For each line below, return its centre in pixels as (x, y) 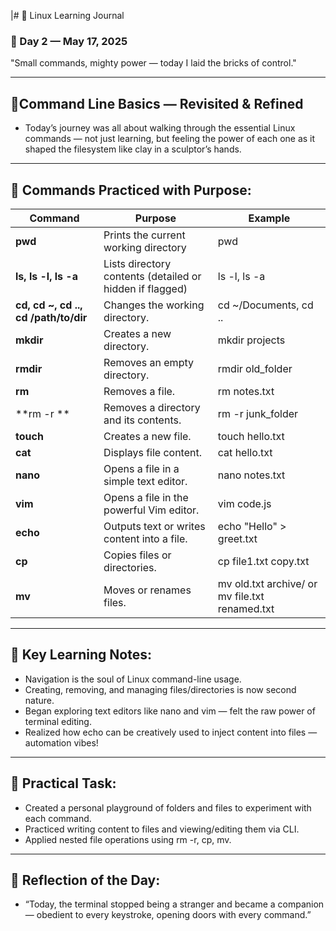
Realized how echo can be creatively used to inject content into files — (171, 732)
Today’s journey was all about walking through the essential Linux (160, 128)
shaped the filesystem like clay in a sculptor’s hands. (133, 149)
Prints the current (144, 235)
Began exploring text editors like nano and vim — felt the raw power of (170, 711)
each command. (58, 818)
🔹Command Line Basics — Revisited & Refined (157, 103)
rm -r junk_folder (258, 413)
